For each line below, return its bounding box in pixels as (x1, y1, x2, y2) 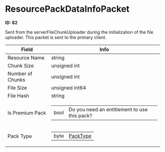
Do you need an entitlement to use (68, 106, 148, 113)
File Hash (7, 92, 29, 99)
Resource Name (7, 54, 45, 61)
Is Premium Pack (7, 109, 47, 116)
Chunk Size (7, 62, 34, 69)
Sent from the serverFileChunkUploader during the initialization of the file (5, 29, 154, 35)
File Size (7, 84, 27, 91)
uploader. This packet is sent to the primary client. (5, 34, 107, 40)
